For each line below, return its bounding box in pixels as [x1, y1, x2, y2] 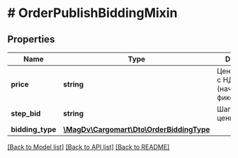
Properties [7, 33, 55, 45]
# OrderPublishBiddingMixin [7, 5, 178, 21]
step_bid [11, 108, 41, 118]
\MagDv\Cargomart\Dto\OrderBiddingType [63, 125, 210, 134]
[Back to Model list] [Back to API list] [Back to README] [7, 143, 170, 151]
